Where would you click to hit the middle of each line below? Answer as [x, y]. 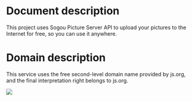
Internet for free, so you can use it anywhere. [62, 33]
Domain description [56, 58]
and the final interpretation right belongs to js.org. [67, 80]
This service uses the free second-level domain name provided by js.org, [96, 74]
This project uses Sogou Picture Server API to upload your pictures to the [96, 27]
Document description [63, 11]
